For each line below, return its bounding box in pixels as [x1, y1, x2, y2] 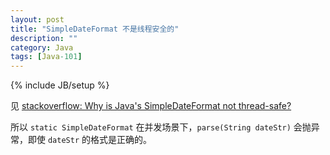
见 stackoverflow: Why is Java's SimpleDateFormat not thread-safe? [10, 100, 292, 112]
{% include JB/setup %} [10, 79, 110, 91]
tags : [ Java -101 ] [10, 52, 83, 62]
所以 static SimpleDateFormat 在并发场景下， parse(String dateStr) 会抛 [10, 121, 312, 133]
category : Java [10, 42, 74, 53]
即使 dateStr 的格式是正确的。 [27, 134, 152, 146]
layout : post [10, 14, 65, 25]
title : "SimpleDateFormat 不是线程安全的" [10, 24, 180, 34]
